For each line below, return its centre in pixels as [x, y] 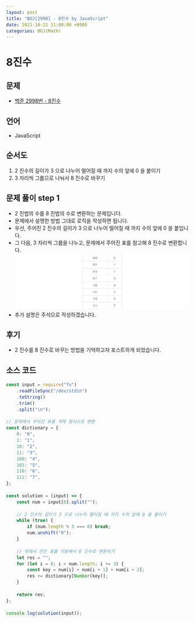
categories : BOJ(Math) [34, 31]
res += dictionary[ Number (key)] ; [68, 576]
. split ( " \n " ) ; [34, 410]
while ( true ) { [35, 521]
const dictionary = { [32, 428]
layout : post [22, 12]
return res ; [31, 594]
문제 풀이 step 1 [33, 198]
